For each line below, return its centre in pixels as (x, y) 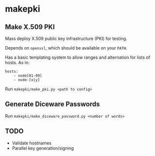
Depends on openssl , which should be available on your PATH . (66, 48)
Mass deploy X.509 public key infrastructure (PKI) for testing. (66, 38)
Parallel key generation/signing (43, 148)
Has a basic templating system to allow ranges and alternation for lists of (77, 57)
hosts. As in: (17, 62)
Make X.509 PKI (30, 27)
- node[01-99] (28, 76)
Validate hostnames (32, 143)
